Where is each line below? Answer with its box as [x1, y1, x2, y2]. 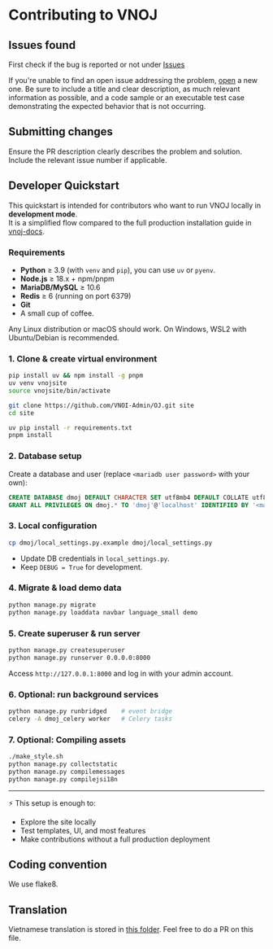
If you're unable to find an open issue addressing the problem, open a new [8, 76, 258, 85]
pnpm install [8, 431, 53, 440]
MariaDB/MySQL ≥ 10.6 [19, 282, 101, 292]
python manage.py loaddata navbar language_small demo [8, 608, 198, 616]
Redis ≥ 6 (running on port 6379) [19, 291, 132, 300]
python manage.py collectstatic [8, 759, 118, 768]
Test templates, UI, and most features [19, 825, 146, 835]
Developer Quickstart [8, 179, 119, 193]
